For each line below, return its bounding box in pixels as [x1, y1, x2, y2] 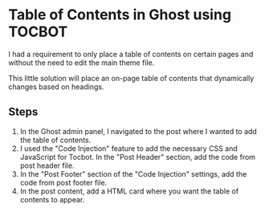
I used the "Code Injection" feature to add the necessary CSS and [19, 143, 238, 153]
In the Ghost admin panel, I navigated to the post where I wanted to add [19, 126, 257, 136]
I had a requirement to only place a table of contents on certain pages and [8, 49, 254, 59]
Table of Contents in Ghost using [8, 6, 231, 24]
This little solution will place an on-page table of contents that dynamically [8, 73, 255, 83]
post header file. [19, 161, 75, 170]
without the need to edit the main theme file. [8, 58, 155, 67]
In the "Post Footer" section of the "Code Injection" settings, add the [19, 169, 247, 178]
